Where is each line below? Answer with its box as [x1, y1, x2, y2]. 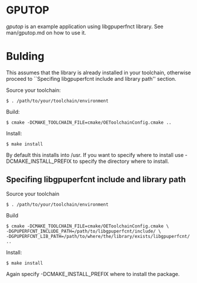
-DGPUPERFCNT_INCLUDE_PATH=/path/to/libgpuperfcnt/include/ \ [6, 228, 161, 234]
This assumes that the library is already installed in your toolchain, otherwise [6, 69, 191, 76]
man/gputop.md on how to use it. [6, 29, 87, 36]
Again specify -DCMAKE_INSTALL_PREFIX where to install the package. [6, 270, 180, 277]
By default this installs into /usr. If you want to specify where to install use [6, 151, 184, 158]
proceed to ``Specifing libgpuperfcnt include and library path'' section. [6, 75, 177, 82]
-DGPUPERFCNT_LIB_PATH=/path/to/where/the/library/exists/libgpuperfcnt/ [6, 233, 191, 239]
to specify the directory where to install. [73, 158, 169, 165]
